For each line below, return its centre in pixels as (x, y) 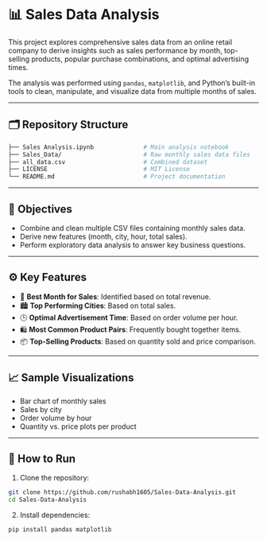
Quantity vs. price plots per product (78, 426)
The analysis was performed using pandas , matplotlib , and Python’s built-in (132, 83)
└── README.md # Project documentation (117, 177)
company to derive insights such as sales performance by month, (115, 50)
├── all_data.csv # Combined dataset (108, 162)
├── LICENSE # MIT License (99, 169)
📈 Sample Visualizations (71, 378)
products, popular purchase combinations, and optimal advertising (140, 59)
